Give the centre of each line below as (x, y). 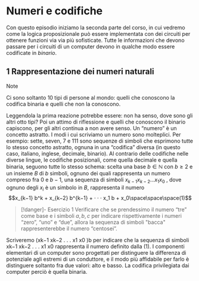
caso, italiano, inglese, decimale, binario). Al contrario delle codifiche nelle (97, 153)
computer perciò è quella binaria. (47, 272)
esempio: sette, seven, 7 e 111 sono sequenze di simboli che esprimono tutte (100, 141)
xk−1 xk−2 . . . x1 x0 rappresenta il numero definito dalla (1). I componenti (95, 246)
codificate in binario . (32, 53)
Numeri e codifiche (55, 11)
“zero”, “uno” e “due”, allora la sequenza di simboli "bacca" (93, 223)
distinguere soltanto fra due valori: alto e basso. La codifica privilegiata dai (98, 265)
